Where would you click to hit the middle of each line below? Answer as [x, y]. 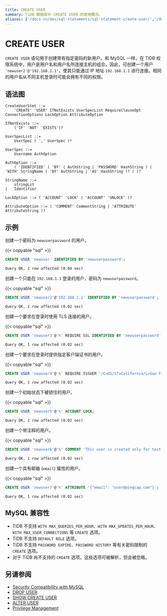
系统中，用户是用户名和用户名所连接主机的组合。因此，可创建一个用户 [81, 64]
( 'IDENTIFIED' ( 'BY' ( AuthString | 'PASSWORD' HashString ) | [83, 167]
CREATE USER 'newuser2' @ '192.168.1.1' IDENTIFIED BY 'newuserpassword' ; [82, 298]
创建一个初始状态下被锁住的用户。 [40, 392]
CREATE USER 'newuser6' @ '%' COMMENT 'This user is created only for [78, 450]
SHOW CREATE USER [35, 598]
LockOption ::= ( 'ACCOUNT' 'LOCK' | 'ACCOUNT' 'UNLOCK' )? [69, 198]
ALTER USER [25, 603]
